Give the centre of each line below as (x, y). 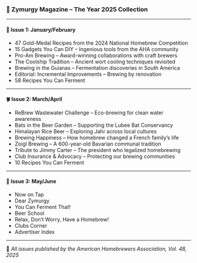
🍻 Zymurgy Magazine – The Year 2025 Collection (77, 9)
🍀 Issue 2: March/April (34, 99)
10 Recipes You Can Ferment (49, 162)
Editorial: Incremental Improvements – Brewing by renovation (88, 74)
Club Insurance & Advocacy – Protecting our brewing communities (95, 156)
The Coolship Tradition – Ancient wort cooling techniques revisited (95, 62)
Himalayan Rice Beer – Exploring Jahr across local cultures (86, 131)
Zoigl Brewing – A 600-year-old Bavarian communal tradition (88, 144)
